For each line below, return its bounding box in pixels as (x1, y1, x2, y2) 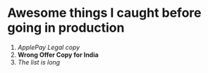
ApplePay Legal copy (17, 43, 80, 51)
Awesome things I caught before (7, 5, 202, 21)
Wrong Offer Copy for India (17, 51, 99, 59)
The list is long (17, 58, 61, 66)
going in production (7, 20, 125, 36)
